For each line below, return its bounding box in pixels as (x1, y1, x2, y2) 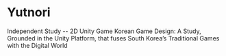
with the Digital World (7, 41, 68, 49)
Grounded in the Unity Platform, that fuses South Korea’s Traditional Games (7, 34, 220, 42)
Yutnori (7, 5, 51, 20)
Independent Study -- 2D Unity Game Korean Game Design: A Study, (7, 27, 201, 35)
